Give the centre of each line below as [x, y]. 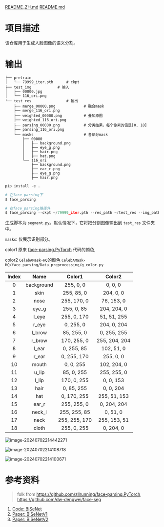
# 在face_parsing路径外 [28, 208]
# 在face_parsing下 [24, 195]
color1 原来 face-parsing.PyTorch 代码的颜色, [50, 250]
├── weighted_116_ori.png [40, 120]
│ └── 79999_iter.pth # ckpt [42, 82]
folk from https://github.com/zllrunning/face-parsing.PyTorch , [79, 494]
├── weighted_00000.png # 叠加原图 [58, 115]
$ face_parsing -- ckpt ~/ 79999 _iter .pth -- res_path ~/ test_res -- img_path [83, 213]
